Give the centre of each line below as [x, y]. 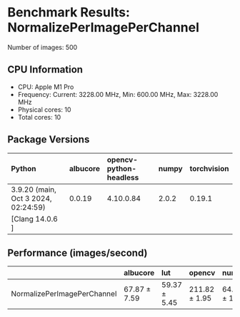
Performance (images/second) [77, 253]
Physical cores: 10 [44, 109]
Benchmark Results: [69, 12]
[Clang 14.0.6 [35, 219]
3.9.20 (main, [34, 189]
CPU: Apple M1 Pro [46, 87]
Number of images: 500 [42, 47]
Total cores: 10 [39, 117]
